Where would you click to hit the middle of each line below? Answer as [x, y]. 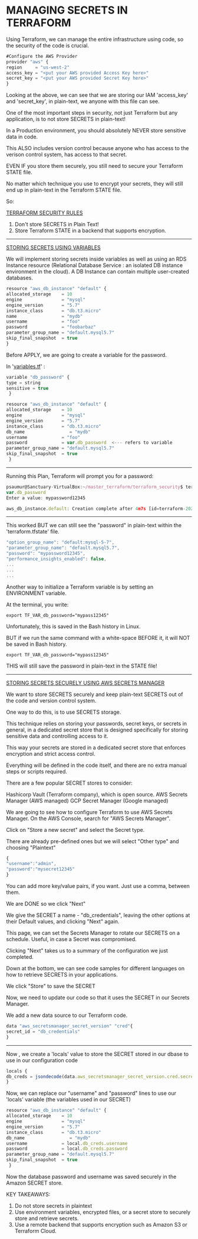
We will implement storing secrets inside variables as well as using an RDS [96, 259]
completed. [20, 957]
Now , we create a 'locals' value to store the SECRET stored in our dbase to [98, 1054]
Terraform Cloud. [36, 1231]
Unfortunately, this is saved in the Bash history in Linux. [73, 626]
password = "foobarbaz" [51, 327]
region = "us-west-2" [38, 67]
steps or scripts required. [37, 771]
